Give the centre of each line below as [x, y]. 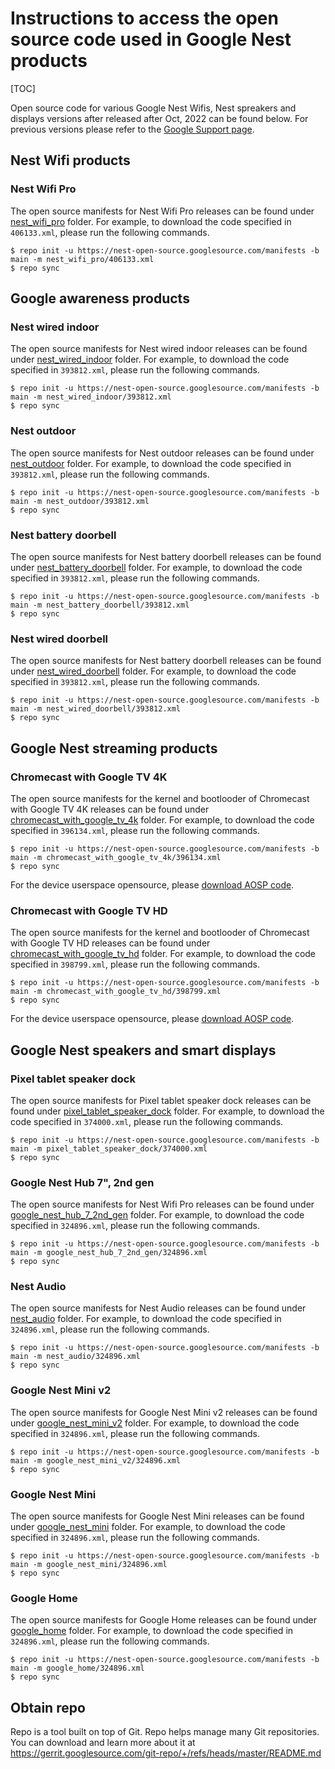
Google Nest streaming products [114, 748]
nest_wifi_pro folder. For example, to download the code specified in [151, 221]
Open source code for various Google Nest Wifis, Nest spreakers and [153, 108]
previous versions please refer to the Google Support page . [132, 129]
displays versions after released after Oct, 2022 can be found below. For [159, 118]
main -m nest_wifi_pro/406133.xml [82, 259]
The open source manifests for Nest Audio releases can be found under [158, 1308]
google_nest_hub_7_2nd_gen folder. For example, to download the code [157, 1215]
